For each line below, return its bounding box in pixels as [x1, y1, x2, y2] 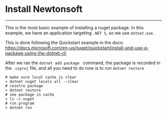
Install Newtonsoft [5, 3, 83, 15]
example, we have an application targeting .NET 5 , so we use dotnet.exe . [5, 30, 155, 36]
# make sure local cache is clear [5, 75, 77, 80]
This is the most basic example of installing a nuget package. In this [5, 24, 144, 30]
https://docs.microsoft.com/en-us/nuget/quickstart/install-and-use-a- [5, 45, 149, 51]
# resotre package [5, 83, 43, 88]
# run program [5, 101, 35, 106]
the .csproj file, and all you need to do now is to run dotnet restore [5, 65, 144, 71]
